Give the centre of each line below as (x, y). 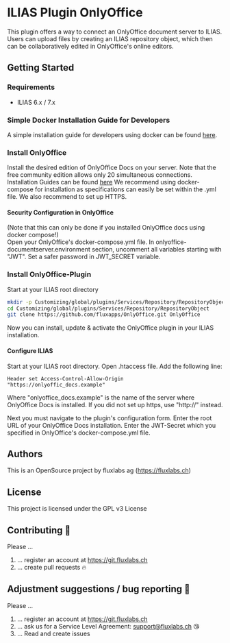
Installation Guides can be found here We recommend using (92, 182)
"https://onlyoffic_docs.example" (56, 385)
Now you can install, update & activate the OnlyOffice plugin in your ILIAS (111, 328)
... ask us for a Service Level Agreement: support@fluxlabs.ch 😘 (108, 626)
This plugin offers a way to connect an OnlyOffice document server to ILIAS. (115, 32)
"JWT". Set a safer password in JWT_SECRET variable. (84, 257)
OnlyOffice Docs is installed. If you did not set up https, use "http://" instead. (115, 404)
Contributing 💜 (39, 530)
